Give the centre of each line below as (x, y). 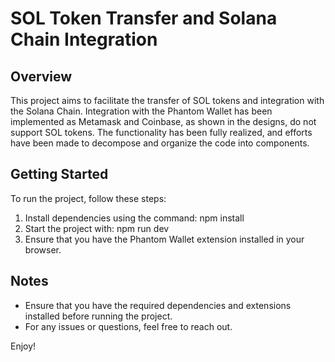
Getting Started (59, 174)
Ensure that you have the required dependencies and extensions (158, 305)
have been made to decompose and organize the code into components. (160, 143)
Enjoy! (23, 346)
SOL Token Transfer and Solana (144, 18)
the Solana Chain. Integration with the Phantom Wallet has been (141, 111)
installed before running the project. (98, 316)
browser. (43, 249)
